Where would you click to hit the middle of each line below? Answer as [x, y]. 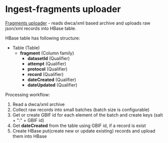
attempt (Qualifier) [47, 63]
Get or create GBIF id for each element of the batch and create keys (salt [88, 115]
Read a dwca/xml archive [39, 104]
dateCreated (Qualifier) [52, 79]
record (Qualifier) [45, 74]
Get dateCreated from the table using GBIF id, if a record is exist [79, 125]
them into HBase [30, 136]
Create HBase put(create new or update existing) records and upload [84, 130]
